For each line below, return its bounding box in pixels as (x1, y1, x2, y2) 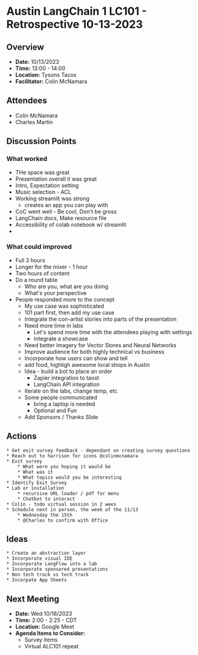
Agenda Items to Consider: (15, 630, 86, 637)
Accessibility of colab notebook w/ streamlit (15, 221, 127, 228)
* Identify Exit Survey (6, 479, 67, 486)
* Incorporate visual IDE (6, 555, 72, 562)
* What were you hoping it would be (17, 463, 112, 469)
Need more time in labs (24, 321, 83, 329)
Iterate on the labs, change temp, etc (24, 387, 118, 394)
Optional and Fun (33, 407, 77, 414)
